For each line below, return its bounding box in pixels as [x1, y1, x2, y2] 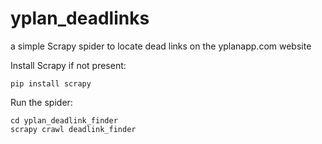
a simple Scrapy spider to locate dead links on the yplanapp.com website [10, 40, 312, 52]
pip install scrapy [10, 78, 92, 89]
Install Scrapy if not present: [10, 59, 127, 71]
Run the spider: [10, 96, 73, 108]
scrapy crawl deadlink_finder [10, 124, 137, 134]
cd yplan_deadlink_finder [10, 115, 118, 126]
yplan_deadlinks [10, 7, 150, 30]
